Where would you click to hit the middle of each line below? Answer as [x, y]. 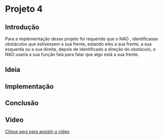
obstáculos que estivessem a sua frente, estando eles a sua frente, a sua [79, 44]
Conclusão [22, 103]
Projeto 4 [24, 9]
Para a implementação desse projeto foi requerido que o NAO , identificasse [81, 39]
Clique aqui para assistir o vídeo [37, 131]
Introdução [22, 27]
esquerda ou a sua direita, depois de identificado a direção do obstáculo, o [81, 49]
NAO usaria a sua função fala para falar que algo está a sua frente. [72, 54]
